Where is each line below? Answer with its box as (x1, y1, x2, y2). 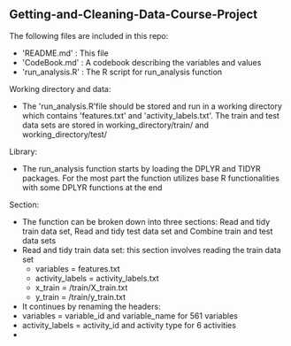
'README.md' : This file (21, 48, 109, 58)
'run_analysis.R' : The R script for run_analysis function (21, 66, 223, 77)
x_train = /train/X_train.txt (34, 282, 128, 293)
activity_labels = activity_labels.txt (34, 273, 159, 283)
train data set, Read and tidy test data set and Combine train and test (21, 226, 273, 236)
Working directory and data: (9, 83, 111, 94)
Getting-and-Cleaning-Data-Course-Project (9, 7, 258, 22)
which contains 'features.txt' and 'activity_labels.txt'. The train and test (21, 110, 280, 120)
